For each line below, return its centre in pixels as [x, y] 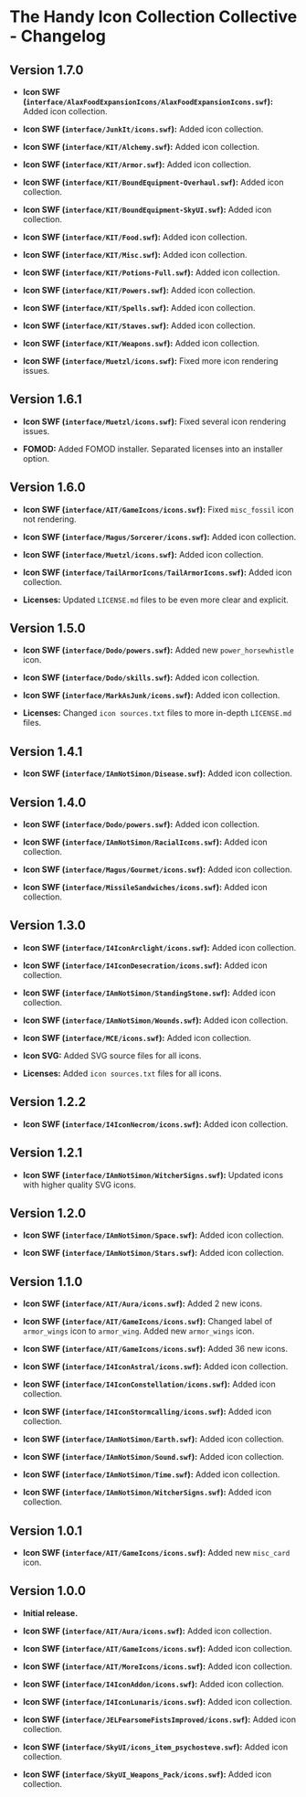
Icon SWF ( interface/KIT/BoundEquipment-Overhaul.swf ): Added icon [153, 182]
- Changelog [58, 36]
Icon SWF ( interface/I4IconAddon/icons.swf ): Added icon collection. [153, 1684]
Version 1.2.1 [46, 1153]
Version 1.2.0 [48, 1213]
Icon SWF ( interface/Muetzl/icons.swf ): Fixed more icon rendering [150, 361]
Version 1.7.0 [47, 70]
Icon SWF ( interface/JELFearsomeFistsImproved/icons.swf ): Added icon [159, 1719]
